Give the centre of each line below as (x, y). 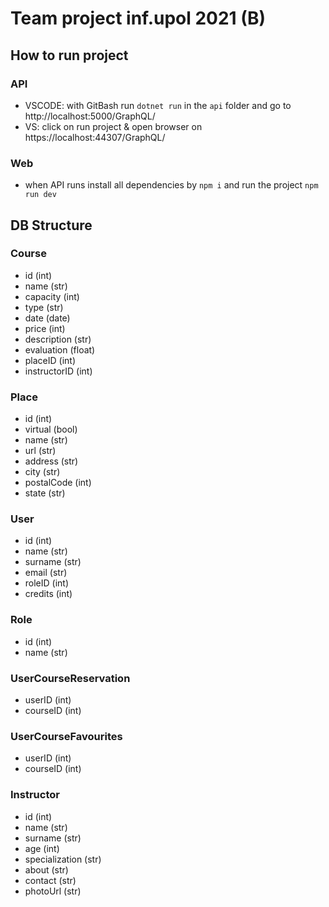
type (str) (44, 307)
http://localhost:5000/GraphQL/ (90, 116)
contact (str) (50, 880)
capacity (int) (52, 296)
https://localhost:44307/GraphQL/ (95, 137)
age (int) (42, 848)
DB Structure (51, 225)
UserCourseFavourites (66, 736)
